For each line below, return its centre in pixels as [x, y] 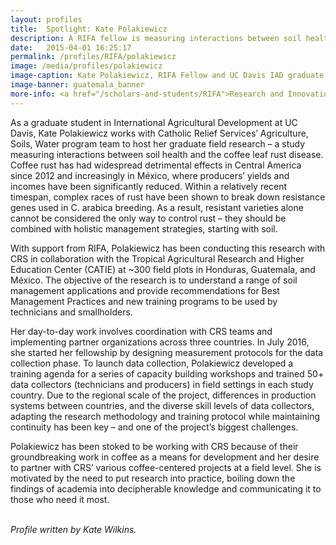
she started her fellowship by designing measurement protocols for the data [167, 352]
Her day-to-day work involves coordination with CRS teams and [141, 331]
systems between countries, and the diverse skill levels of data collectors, [162, 405]
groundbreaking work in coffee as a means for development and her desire [165, 457]
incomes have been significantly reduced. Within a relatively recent [149, 186]
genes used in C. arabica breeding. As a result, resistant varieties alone [157, 207]
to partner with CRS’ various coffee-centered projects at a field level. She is [166, 467]
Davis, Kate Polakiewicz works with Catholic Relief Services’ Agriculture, [159, 133]
